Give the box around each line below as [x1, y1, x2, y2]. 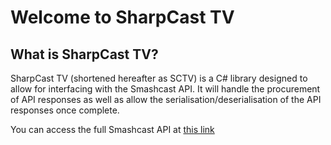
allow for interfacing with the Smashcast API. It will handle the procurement [10, 83, 321, 95]
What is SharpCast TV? [10, 46, 159, 63]
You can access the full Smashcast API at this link [10, 124, 215, 135]
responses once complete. [10, 104, 120, 116]
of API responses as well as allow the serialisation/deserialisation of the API [10, 94, 322, 105]
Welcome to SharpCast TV [10, 6, 235, 29]
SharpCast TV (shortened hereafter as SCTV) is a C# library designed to [10, 72, 308, 84]
